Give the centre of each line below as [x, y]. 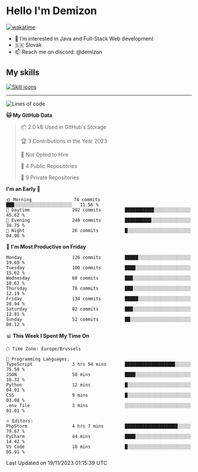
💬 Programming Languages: [38, 359]
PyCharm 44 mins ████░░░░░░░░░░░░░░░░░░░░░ [99, 436]
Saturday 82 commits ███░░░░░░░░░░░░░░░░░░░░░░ [99, 309]
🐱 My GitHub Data [29, 115]
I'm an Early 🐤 [23, 189]
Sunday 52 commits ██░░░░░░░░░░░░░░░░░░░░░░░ [99, 319]
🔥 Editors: [20, 421]
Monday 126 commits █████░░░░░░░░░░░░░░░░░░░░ [99, 258]
